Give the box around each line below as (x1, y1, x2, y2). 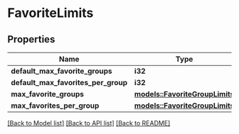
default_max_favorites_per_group (11, 78, 128, 87)
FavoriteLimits (7, 5, 94, 21)
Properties (7, 33, 55, 45)
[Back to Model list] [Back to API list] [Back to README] (7, 119, 171, 127)
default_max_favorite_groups (11, 66, 112, 76)
